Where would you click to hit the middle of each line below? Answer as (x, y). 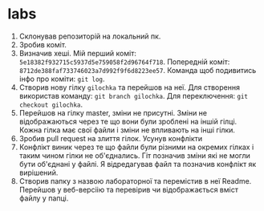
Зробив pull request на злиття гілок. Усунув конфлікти (111, 138)
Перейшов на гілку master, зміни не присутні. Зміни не (113, 112)
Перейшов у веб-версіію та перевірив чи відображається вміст (128, 189)
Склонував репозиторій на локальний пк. (90, 36)
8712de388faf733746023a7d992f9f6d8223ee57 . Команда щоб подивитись (138, 70)
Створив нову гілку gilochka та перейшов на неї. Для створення (129, 87)
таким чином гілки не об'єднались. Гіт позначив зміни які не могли (134, 155)
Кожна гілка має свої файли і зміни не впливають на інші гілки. (127, 130)
